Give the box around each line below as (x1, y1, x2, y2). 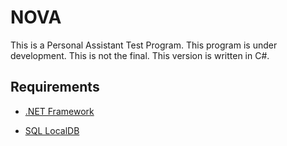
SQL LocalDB (24, 124, 80, 136)
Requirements (10, 79, 100, 96)
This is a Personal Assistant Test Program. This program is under (10, 39, 278, 51)
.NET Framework (24, 105, 95, 117)
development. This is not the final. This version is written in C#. (10, 49, 270, 61)
